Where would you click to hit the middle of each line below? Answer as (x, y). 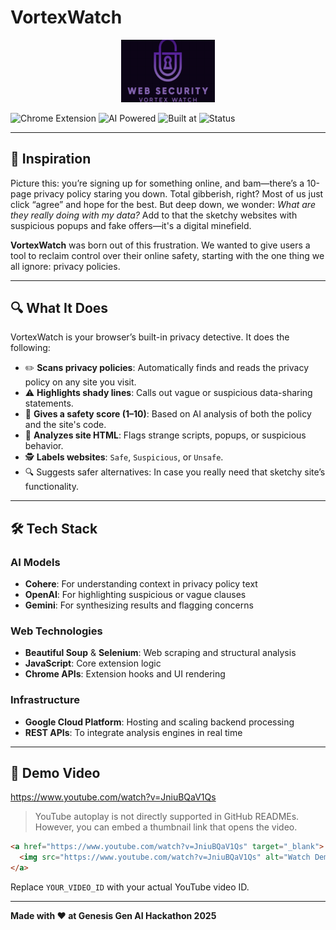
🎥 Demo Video (55, 773)
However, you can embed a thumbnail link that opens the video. (166, 827)
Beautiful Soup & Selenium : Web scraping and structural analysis (160, 653)
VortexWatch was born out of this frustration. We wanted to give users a (160, 245)
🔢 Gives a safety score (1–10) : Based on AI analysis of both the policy (168, 414)
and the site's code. (65, 425)
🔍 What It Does (59, 307)
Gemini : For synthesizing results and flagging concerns (139, 605)
